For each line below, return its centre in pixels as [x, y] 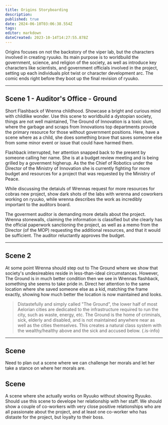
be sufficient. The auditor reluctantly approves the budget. [65, 235]
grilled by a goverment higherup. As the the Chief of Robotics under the [79, 163]
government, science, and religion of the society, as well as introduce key [81, 62]
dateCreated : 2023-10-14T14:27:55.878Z [47, 38]
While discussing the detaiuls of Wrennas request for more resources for [80, 188]
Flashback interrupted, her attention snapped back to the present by [75, 152]
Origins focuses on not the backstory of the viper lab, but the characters [80, 52]
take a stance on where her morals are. [45, 368]
